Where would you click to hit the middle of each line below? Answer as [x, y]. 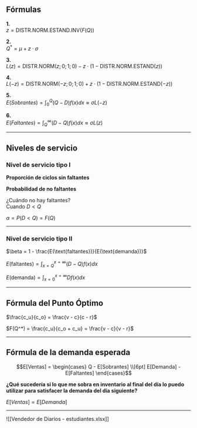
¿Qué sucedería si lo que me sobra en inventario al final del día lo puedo [95, 384]
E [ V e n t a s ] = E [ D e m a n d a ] [37, 402]
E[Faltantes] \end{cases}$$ [98, 373]
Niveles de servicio [42, 148]
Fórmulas [24, 10]
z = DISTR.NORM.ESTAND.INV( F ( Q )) [50, 30]
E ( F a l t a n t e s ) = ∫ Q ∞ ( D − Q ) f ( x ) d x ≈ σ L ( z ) [55, 123]
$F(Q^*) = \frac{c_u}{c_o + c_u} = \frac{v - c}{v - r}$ [70, 329]
